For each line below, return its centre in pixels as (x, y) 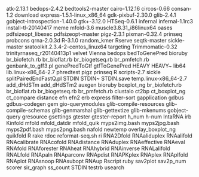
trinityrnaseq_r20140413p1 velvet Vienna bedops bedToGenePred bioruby (97, 53)
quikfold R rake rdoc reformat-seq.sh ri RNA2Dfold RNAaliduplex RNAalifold (99, 136)
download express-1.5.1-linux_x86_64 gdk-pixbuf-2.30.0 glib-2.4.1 (95, 15)
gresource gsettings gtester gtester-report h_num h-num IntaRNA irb (107, 117)
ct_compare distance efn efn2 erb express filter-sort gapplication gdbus (95, 97)
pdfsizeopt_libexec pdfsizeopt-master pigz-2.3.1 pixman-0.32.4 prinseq (94, 34)
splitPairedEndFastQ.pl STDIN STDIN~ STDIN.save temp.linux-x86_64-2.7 (97, 78)
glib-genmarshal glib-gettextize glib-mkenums (109, 110)
